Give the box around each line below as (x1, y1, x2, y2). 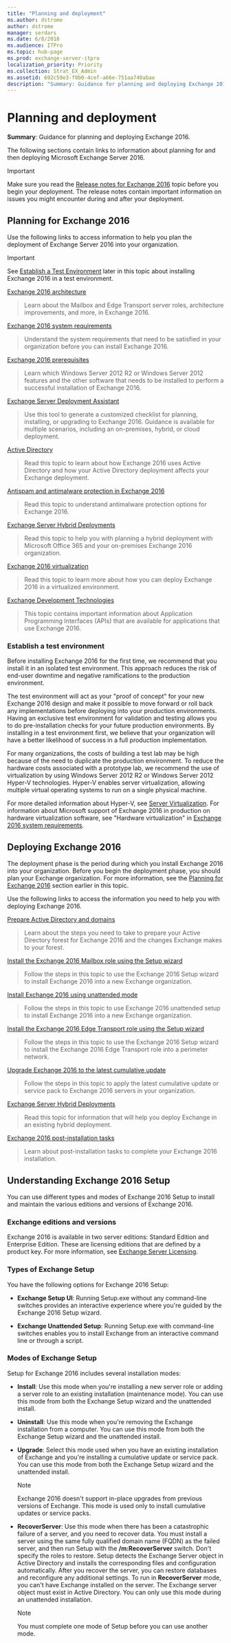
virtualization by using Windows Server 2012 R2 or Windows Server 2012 (7, 772, 214, 780)
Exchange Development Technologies (7, 596, 115, 604)
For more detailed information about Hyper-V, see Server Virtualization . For (7, 799, 220, 807)
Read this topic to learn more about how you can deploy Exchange (23, 575, 212, 584)
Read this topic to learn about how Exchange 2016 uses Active (23, 459, 201, 467)
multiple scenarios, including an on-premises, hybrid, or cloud (23, 425, 200, 433)
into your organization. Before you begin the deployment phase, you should (7, 867, 221, 875)
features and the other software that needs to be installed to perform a (23, 377, 224, 384)
